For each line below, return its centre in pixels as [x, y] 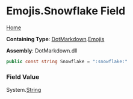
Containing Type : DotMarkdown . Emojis [55, 39]
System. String [24, 90]
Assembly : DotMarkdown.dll [42, 50]
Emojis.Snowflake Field [66, 11]
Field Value [23, 77]
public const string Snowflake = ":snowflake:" [67, 61]
